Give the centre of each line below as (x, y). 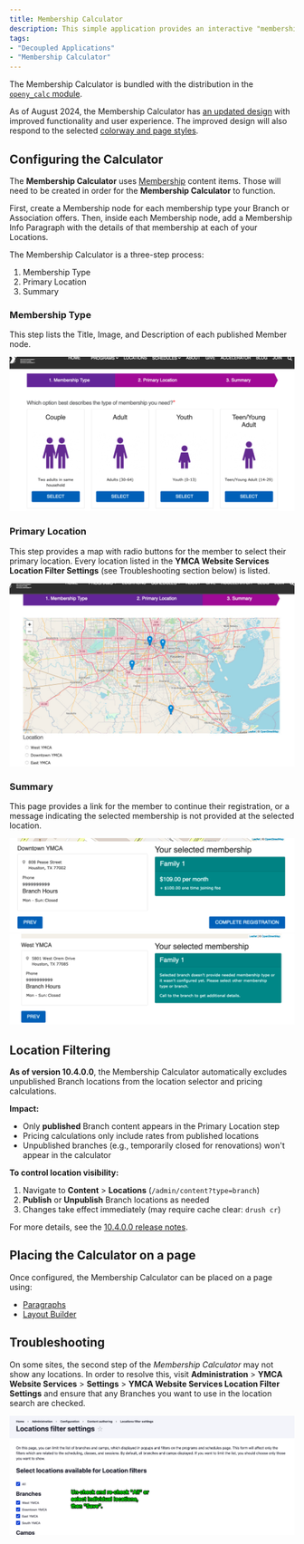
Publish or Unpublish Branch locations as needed (116, 1200)
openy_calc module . (46, 94)
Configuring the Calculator (86, 159)
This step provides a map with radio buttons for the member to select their (148, 551)
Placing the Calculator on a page (103, 1255)
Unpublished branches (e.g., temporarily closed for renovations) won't (153, 1145)
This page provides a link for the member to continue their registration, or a (149, 806)
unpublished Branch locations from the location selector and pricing (136, 1081)
